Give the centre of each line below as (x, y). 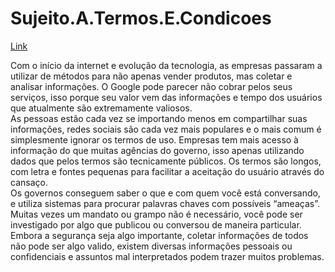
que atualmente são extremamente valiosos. (101, 108)
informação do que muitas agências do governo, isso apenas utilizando (157, 150)
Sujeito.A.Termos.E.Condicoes (141, 18)
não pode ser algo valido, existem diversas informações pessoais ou (151, 246)
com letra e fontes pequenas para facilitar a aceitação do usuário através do (167, 171)
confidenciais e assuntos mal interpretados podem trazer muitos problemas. (167, 256)
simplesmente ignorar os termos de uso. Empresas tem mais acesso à (154, 139)
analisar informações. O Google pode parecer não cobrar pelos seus (151, 86)
